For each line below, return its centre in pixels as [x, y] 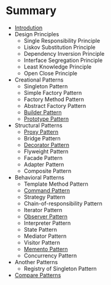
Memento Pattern [46, 249]
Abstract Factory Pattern [55, 105]
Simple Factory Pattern [53, 93]
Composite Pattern [48, 171]
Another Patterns [36, 262]
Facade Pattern [43, 158]
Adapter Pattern [44, 164]
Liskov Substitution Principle [59, 47]
